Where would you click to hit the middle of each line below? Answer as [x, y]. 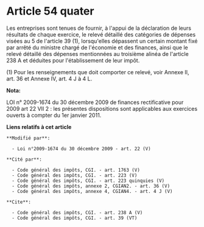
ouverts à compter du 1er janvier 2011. [54, 115]
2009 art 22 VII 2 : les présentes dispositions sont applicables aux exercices [102, 108]
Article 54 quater [50, 11]
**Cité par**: [24, 159]
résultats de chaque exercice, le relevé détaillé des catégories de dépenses [101, 34]
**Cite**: [19, 202]
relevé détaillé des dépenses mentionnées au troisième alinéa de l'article [97, 54]
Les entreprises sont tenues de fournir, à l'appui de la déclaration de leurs [99, 28]
